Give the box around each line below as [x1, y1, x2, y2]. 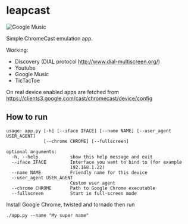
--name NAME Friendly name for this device [11, 169, 148, 176]
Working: [6, 46, 29, 54]
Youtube [14, 64, 36, 71]
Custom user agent [70, 180, 116, 186]
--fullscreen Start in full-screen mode [11, 190, 137, 197]
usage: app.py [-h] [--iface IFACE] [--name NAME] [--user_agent [6, 127, 171, 134]
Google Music [14, 70, 49, 77]
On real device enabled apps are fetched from [6, 88, 119, 95]
